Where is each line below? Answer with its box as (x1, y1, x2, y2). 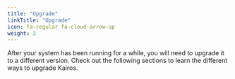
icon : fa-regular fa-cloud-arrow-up (7, 23, 115, 30)
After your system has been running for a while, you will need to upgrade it (7, 49, 224, 57)
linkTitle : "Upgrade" (7, 17, 71, 24)
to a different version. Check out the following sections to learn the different (7, 57, 228, 65)
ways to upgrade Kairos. (7, 64, 78, 72)
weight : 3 (7, 29, 37, 37)
